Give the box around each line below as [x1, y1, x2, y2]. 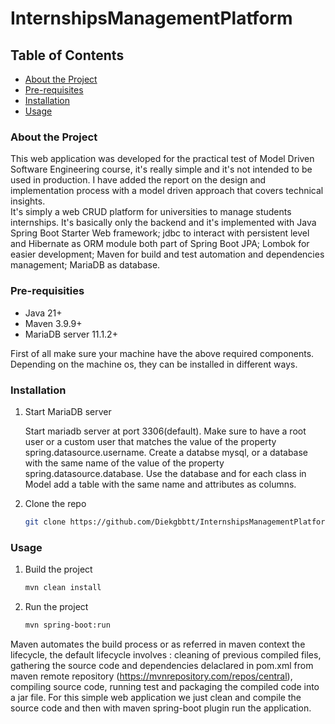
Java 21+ [24, 307, 63, 319]
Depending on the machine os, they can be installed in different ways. [10, 358, 298, 370]
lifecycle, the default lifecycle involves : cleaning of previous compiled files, [10, 648, 322, 661]
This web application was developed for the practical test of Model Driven [10, 153, 315, 165]
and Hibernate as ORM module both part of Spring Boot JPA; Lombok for [10, 238, 310, 250]
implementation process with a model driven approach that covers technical [10, 185, 324, 197]
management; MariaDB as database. [10, 259, 161, 271]
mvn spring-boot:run [24, 620, 111, 630]
